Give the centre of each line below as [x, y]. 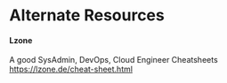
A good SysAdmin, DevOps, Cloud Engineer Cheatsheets [113, 60]
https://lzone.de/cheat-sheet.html [71, 69]
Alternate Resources [87, 15]
